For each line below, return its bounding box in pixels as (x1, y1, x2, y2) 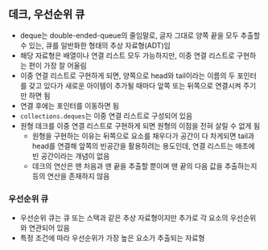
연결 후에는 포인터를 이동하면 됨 (19, 100, 119, 110)
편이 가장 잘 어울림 (28, 60, 87, 70)
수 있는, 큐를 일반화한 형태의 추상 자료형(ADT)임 (19, 40, 171, 50)
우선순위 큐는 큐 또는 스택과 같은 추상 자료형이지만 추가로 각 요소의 (19, 213, 229, 223)
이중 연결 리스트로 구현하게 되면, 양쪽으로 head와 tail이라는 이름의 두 (19, 71, 236, 80)
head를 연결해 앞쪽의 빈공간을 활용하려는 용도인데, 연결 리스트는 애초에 (31, 141, 255, 150)
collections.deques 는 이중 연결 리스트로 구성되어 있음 (19, 111, 193, 121)
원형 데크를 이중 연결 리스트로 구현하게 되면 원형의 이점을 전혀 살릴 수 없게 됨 (19, 121, 261, 130)
